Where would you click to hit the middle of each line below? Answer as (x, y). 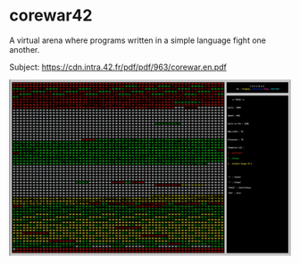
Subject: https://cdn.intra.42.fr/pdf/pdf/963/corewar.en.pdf (118, 67)
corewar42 (51, 16)
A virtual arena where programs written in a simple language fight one (137, 40)
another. (25, 49)
